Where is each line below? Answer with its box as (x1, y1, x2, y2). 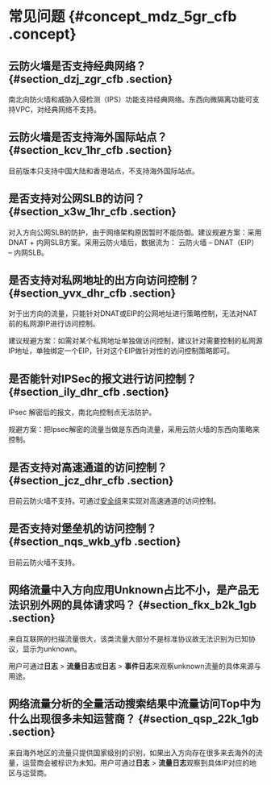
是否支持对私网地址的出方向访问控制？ (8, 273, 199, 287)
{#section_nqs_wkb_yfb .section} (8, 535, 181, 549)
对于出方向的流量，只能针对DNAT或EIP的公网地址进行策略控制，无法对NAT (8, 309, 258, 318)
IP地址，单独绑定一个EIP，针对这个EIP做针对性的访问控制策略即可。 (8, 346, 234, 355)
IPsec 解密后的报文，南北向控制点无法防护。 (8, 408, 156, 417)
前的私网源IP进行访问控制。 (8, 319, 100, 329)
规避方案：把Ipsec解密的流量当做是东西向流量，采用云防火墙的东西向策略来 (8, 425, 260, 434)
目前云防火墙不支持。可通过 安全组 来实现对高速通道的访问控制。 (8, 496, 220, 506)
